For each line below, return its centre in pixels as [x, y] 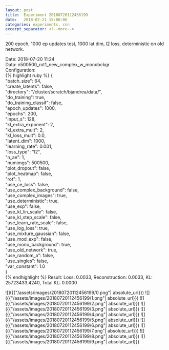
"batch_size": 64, [24, 81]
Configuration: [20, 70]
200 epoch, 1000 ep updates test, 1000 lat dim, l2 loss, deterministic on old [84, 44]
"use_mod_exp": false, [29, 239]
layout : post [19, 10]
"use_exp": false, [23, 206]
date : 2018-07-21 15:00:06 [36, 20]
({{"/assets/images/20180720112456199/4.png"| [56, 315]
